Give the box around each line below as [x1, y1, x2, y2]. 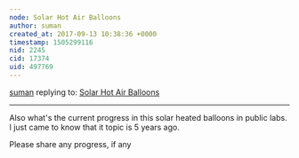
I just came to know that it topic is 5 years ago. [9, 122, 180, 132]
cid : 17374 [9, 54, 50, 63]
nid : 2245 [9, 46, 46, 55]
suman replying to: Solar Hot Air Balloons [9, 86, 160, 98]
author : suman [9, 21, 62, 30]
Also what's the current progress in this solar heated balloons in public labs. [9, 112, 287, 122]
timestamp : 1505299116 [9, 37, 93, 47]
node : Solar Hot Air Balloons [9, 12, 122, 22]
